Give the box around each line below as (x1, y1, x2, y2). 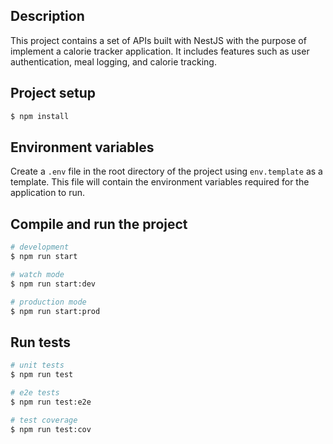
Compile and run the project (10, 215, 188, 233)
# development (10, 242, 70, 253)
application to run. (10, 187, 85, 199)
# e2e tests (10, 387, 60, 398)
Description (10, 8, 85, 25)
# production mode (10, 297, 87, 307)
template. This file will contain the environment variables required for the (10, 176, 310, 188)
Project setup (10, 85, 97, 102)
